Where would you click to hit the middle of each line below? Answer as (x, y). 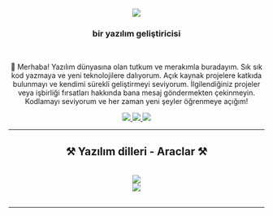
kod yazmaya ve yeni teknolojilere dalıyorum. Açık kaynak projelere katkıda (136, 76)
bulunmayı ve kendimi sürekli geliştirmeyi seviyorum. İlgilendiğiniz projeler (136, 84)
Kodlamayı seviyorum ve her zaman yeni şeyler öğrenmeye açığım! (136, 102)
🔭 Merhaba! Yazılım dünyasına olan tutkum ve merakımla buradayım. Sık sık (136, 67)
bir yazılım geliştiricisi (136, 34)
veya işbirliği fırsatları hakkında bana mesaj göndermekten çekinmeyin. (136, 93)
